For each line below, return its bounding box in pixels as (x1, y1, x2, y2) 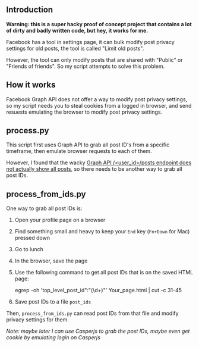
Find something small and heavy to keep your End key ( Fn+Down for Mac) (14, 228, 190, 235)
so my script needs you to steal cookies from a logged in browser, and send (6, 102, 192, 109)
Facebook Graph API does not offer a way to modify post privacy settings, (6, 95, 188, 103)
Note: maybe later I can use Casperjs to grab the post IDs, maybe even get (6, 327, 190, 335)
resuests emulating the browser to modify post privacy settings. (6, 108, 163, 115)
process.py (6, 126, 49, 136)
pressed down (14, 235, 50, 242)
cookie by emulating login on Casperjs (6, 334, 101, 341)
